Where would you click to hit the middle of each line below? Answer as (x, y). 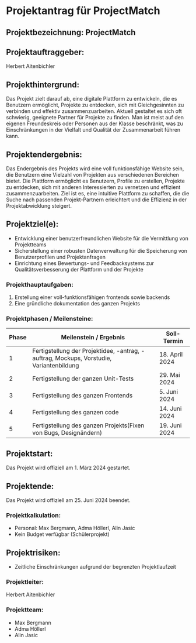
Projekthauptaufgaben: (40, 284)
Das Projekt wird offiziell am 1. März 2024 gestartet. (68, 468)
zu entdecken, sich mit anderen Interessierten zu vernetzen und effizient (93, 187)
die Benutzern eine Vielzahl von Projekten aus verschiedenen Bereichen (92, 175)
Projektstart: (29, 454)
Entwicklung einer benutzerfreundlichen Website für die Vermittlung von (101, 238)
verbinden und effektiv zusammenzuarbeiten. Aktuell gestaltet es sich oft (94, 111)
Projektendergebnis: (44, 154)
